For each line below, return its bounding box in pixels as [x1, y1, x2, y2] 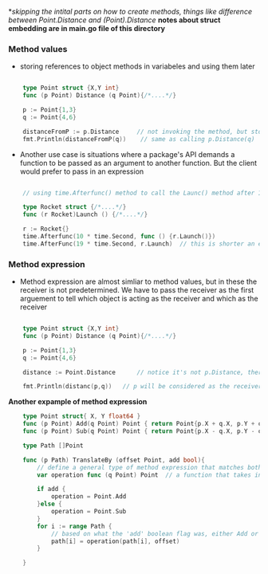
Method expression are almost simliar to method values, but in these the [19, 277, 258, 286]
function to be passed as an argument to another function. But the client [19, 158, 258, 167]
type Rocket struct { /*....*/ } [22, 203, 127, 211]
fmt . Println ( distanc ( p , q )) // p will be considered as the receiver [22, 383, 262, 391]
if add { [37, 486, 66, 493]
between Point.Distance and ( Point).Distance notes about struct [8, 15, 221, 25]
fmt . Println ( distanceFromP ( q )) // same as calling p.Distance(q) [22, 135, 255, 143]
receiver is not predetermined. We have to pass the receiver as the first [19, 285, 254, 295]
